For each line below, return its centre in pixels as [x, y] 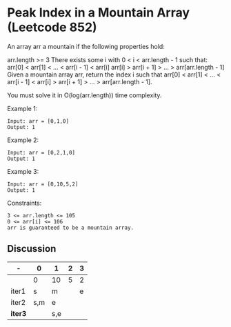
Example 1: [22, 108]
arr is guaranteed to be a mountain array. [71, 228]
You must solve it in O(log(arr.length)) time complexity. [84, 95]
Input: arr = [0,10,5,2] [43, 184]
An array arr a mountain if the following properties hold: [86, 46]
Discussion [32, 249]
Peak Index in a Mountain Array [99, 13]
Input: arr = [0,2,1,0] [41, 152]
